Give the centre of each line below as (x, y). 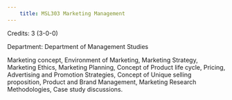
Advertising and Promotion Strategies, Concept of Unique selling (99, 74)
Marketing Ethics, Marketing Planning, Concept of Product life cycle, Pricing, (116, 67)
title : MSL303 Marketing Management (73, 13)
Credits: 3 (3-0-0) (33, 33)
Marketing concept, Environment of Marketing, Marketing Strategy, (103, 60)
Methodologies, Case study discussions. (65, 89)
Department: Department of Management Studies (78, 46)
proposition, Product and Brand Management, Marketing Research (102, 82)
